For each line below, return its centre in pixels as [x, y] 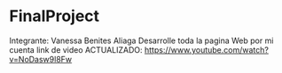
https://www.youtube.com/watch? [207, 49]
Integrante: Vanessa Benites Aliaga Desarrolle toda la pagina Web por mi [141, 40]
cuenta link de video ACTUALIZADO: [76, 49]
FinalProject [55, 16]
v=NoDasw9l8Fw [41, 59]
